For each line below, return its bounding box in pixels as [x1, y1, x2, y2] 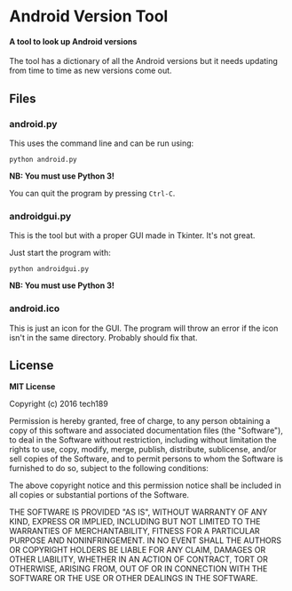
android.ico [9, 302, 60, 315]
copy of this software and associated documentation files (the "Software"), [9, 425, 284, 436]
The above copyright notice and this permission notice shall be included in [9, 480, 281, 491]
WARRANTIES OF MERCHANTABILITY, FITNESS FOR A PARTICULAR [9, 526, 260, 537]
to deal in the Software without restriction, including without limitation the [9, 435, 277, 445]
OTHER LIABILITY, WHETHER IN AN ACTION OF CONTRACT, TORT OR [9, 554, 268, 565]
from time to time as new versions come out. [9, 65, 172, 76]
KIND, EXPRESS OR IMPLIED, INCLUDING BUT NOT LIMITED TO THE [9, 516, 261, 527]
